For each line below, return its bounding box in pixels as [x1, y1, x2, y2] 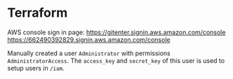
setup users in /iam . [7, 64, 65, 72]
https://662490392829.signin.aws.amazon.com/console [7, 35, 171, 43]
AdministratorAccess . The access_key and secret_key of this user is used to [7, 56, 225, 64]
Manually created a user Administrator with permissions [7, 49, 171, 57]
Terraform [7, 5, 68, 21]
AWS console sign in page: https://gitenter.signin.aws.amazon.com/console [7, 28, 226, 36]
